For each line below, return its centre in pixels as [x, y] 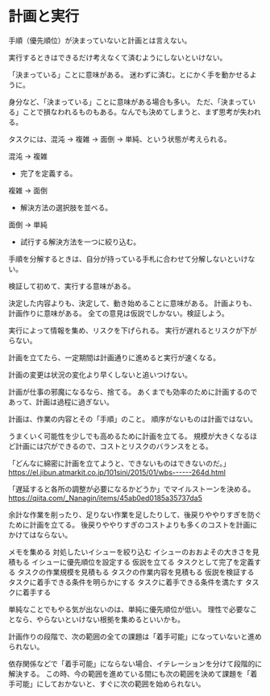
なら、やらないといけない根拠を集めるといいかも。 [100, 619]
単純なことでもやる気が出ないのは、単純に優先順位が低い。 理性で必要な [129, 609]
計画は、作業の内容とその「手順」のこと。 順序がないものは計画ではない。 [133, 419]
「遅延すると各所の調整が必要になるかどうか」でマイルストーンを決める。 [132, 489]
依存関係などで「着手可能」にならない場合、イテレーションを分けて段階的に [135, 663]
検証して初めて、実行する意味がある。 [72, 286]
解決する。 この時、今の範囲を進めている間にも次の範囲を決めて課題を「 [129, 673]
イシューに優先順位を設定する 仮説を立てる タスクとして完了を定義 [143, 561]
